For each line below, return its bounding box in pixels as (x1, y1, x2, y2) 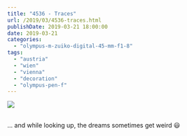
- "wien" (13, 62, 39, 69)
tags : (7, 50, 23, 56)
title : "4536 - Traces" (7, 10, 77, 17)
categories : (7, 36, 42, 43)
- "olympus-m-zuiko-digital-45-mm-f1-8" (13, 43, 133, 50)
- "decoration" (13, 75, 58, 82)
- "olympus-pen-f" (13, 82, 68, 89)
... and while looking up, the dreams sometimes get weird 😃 (7, 121, 181, 130)
